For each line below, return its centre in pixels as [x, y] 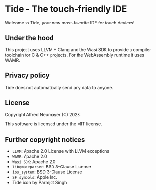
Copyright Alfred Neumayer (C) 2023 [42, 115]
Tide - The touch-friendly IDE [66, 9]
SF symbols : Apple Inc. [35, 177]
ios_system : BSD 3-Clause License [47, 172]
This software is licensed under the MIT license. [53, 124]
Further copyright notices [45, 139]
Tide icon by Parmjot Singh [39, 183]
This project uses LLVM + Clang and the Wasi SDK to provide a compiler [78, 49]
